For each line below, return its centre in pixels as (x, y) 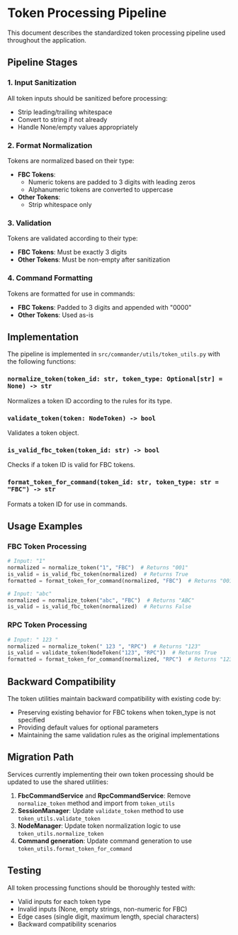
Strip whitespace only (60, 204)
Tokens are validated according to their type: (73, 238)
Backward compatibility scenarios (67, 924)
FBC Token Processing (47, 546)
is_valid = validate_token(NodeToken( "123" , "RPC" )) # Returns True (112, 653)
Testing (24, 871)
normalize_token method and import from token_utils (96, 803)
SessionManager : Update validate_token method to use (101, 810)
